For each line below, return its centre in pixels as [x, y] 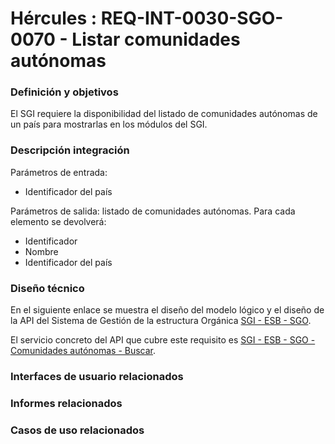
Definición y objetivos [64, 92]
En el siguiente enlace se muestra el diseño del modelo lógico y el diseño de [167, 310]
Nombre [41, 251]
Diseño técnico [47, 288]
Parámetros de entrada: [59, 172]
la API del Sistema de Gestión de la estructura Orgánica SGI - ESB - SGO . [161, 321]
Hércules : [54, 18]
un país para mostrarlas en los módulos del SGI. [109, 124]
